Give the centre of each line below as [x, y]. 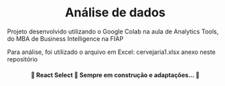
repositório [22, 59]
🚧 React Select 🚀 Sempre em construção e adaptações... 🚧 [115, 75]
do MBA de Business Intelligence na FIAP [65, 38]
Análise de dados [115, 13]
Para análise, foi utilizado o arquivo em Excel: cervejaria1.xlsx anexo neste [111, 52]
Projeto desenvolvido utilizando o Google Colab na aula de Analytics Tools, [113, 31]
